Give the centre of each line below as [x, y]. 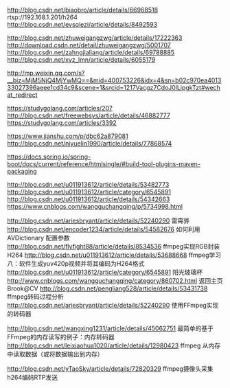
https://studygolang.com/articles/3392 [62, 123]
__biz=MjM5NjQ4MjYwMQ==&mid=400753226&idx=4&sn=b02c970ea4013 [114, 80]
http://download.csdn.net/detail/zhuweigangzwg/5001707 [89, 45]
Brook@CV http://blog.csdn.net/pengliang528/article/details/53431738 [107, 288]
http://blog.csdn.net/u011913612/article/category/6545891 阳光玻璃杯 [105, 272]
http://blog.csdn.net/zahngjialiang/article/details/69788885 [91, 52]
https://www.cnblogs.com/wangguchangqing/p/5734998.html [95, 206]
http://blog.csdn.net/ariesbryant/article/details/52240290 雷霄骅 [99, 220]
